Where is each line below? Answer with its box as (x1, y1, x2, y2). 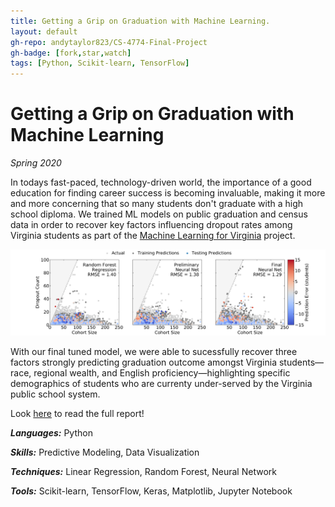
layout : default (10, 26, 78, 37)
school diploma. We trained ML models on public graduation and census (10, 208, 308, 220)
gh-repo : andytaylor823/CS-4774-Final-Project (10, 37, 208, 47)
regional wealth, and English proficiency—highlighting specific (33, 367, 291, 379)
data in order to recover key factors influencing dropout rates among (10, 219, 293, 231)
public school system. (10, 388, 101, 400)
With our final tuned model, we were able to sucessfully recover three (10, 346, 298, 358)
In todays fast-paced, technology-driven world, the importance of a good (10, 176, 312, 189)
